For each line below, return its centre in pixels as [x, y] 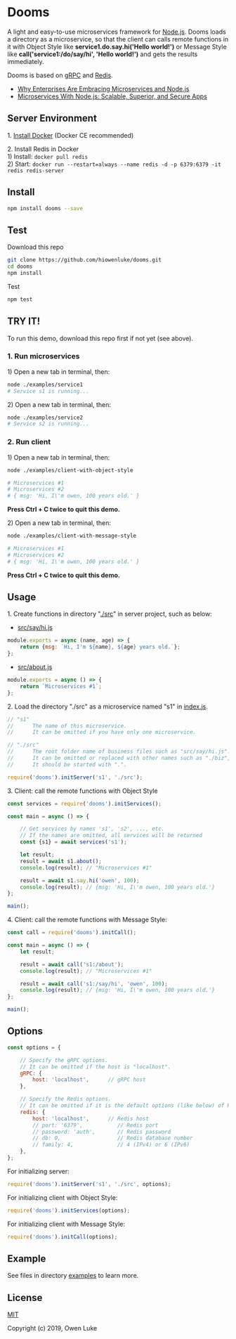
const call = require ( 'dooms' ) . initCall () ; [72, 933]
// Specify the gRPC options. [64, 1060]
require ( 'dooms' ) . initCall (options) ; [63, 1237]
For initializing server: [38, 1171]
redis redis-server [36, 170]
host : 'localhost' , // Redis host [91, 1118]
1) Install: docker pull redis [48, 156]
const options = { [34, 1047]
